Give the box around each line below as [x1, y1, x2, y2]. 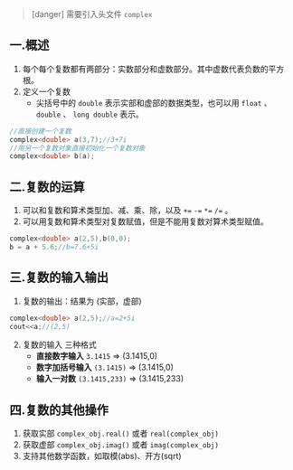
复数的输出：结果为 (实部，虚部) [22, 296, 142, 306]
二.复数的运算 [9, 179, 86, 194]
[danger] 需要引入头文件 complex [31, 9, 153, 19]
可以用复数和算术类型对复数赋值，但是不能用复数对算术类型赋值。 [22, 216, 269, 227]
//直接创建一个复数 [9, 127, 72, 136]
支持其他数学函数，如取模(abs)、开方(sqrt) [22, 451, 183, 462]
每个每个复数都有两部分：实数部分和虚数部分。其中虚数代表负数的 [22, 63, 269, 74]
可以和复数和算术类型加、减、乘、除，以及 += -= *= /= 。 [22, 205, 233, 216]
